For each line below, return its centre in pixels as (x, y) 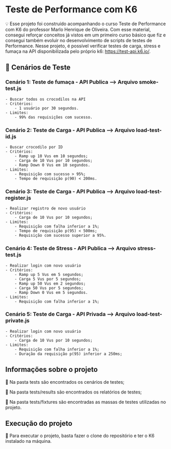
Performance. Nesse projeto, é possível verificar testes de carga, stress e (83, 46)
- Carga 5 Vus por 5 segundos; (48, 279)
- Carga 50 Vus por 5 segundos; (49, 288)
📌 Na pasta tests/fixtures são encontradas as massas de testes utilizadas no (86, 402)
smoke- (149, 82)
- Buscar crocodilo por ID (34, 147)
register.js (18, 198)
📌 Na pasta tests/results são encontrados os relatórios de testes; (74, 392)
